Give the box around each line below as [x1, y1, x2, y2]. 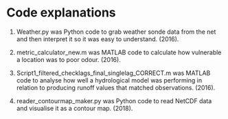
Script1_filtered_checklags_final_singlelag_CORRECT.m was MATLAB [16, 69, 211, 77]
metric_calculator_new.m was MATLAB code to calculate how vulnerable [16, 48, 222, 56]
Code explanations [6, 5, 116, 21]
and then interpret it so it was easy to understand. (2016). [16, 34, 179, 43]
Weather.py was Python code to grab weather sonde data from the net [16, 28, 216, 36]
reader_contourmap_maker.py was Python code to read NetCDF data [16, 96, 212, 105]
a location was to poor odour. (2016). [16, 55, 121, 63]
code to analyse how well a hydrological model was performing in [16, 76, 203, 84]
